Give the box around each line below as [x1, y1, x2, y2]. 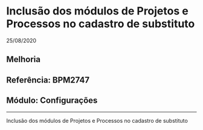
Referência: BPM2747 [6, 75, 90, 85]
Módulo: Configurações [6, 95, 98, 106]
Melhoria [6, 54, 41, 64]
